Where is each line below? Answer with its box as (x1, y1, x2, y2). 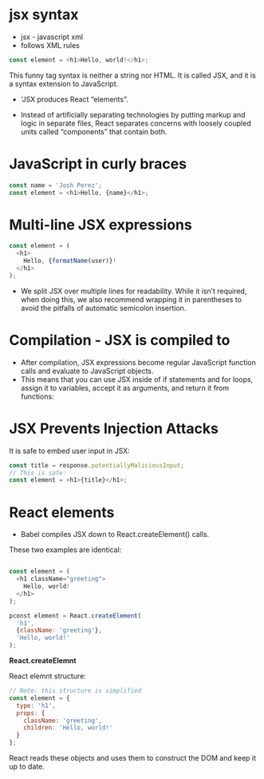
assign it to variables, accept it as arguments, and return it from (20, 383, 230, 392)
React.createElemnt (9, 656, 77, 665)
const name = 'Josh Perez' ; (9, 181, 103, 189)
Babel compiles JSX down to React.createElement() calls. (20, 530, 210, 539)
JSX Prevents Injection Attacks (9, 419, 219, 437)
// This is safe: (9, 469, 67, 477)
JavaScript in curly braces (9, 155, 187, 173)
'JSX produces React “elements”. (20, 94, 128, 104)
